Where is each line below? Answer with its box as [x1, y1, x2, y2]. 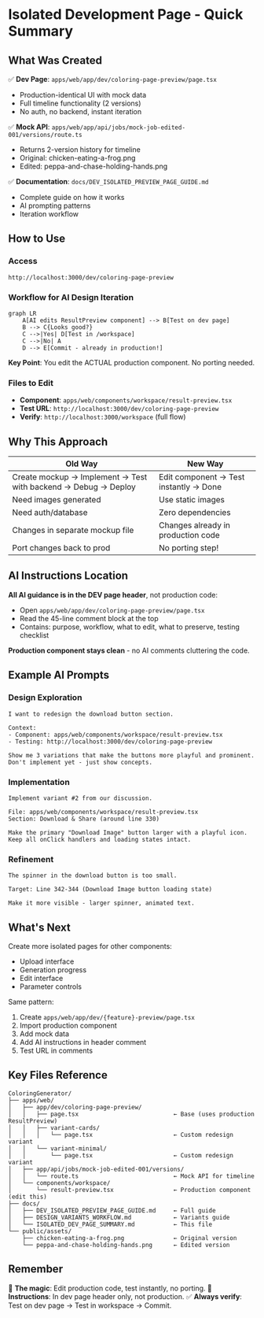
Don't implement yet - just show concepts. [8, 758, 153, 766]
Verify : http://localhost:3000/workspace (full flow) [19, 412, 186, 422]
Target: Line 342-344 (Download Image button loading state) [8, 886, 213, 894]
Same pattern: [8, 998, 54, 1006]
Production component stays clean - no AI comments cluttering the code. [8, 646, 250, 655]
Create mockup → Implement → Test [12, 472, 148, 483]
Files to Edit [8, 377, 53, 388]
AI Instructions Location [8, 569, 128, 583]
